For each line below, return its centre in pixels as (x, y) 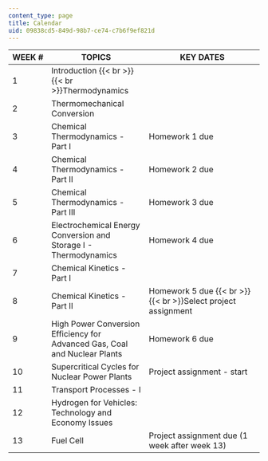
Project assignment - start (198, 372)
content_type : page (41, 16)
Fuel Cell (67, 441)
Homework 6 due (181, 339)
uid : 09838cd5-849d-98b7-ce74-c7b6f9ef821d (82, 30)
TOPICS (96, 57)
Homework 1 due (181, 136)
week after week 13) (187, 446)
